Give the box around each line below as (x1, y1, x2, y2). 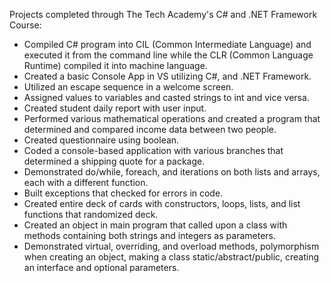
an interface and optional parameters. (23, 262, 180, 273)
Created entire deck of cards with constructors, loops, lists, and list (23, 198, 301, 209)
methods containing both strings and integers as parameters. (23, 230, 276, 241)
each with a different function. (23, 177, 149, 188)
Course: (9, 19, 42, 31)
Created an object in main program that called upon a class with (23, 219, 288, 231)
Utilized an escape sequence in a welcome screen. (23, 81, 234, 93)
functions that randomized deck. (23, 209, 159, 220)
